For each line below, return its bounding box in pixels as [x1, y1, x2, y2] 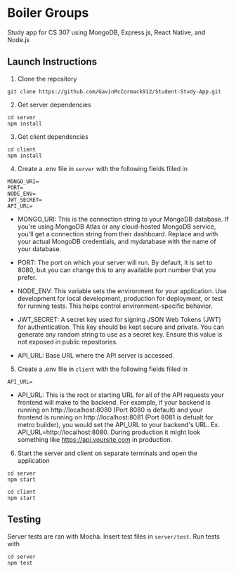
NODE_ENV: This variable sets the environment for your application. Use [17, 286, 227, 295]
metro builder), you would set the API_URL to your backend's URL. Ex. [17, 420, 220, 429]
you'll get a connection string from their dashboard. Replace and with [17, 229, 218, 238]
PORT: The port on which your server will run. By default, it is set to [17, 258, 213, 267]
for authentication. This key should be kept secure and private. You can [17, 323, 225, 331]
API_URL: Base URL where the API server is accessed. [17, 351, 174, 359]
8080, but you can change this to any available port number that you [17, 265, 216, 274]
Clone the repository [17, 74, 77, 83]
